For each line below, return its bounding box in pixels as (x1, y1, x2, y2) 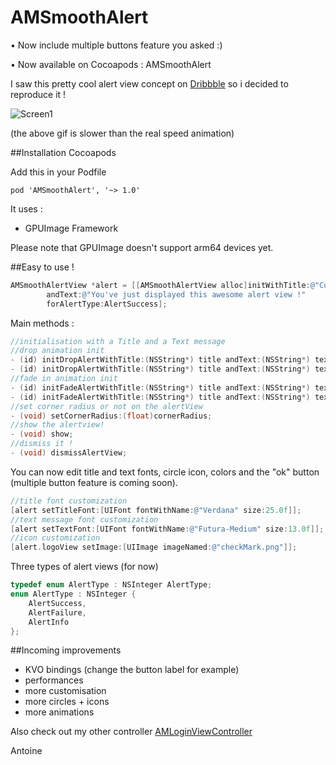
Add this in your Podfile (10, 166, 107, 178)
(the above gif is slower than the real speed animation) (10, 127, 235, 139)
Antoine (10, 745, 43, 757)
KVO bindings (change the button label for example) (24, 664, 240, 676)
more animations (24, 706, 95, 718)
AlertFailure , (28, 607, 87, 618)
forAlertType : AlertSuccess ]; (46, 299, 168, 309)
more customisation (24, 685, 107, 697)
